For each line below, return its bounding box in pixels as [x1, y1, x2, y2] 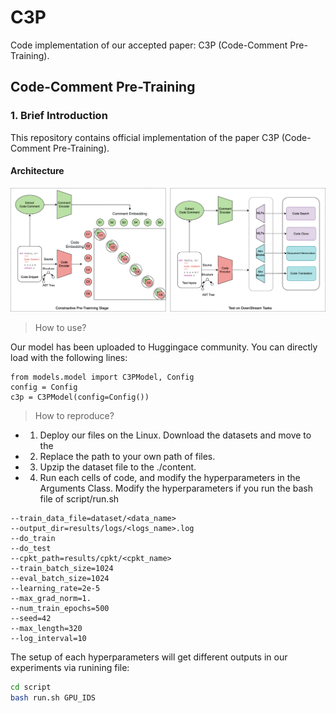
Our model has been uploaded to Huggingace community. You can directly [10, 341, 318, 353]
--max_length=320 [10, 624, 83, 634]
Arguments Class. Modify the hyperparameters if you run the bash [39, 482, 313, 495]
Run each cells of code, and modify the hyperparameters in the [39, 472, 301, 484]
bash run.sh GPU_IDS [10, 693, 97, 703]
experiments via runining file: [10, 662, 130, 674]
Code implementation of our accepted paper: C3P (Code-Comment [10, 39, 288, 51]
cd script [10, 682, 52, 693]
